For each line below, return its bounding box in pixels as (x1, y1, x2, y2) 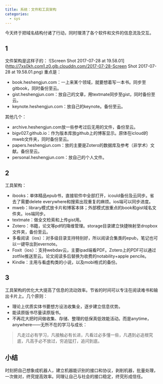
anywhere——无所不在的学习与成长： (12, 321, 87, 327)
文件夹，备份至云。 (12, 229, 51, 235)
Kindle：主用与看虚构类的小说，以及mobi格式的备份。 (12, 259, 120, 265)
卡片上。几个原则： (9, 293, 48, 299)
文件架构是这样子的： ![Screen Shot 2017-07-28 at (5, 58, 106, 64)
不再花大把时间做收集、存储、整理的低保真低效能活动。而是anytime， (12, 316, 152, 321)
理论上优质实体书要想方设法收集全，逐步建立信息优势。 (12, 304, 123, 309)
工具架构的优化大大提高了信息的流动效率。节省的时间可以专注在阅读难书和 (5, 287, 154, 293)
